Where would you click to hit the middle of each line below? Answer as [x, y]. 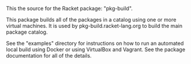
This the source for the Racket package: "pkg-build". [70, 8]
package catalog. [27, 32]
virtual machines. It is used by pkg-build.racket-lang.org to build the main [94, 26]
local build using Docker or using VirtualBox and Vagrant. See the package [96, 49]
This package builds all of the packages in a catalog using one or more [91, 19]
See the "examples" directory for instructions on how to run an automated [95, 43]
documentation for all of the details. [49, 56]
